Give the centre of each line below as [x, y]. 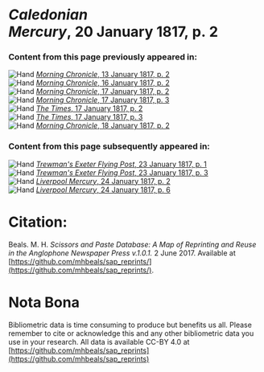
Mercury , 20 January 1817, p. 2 [113, 32]
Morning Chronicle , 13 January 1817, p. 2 [103, 75]
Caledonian [48, 15]
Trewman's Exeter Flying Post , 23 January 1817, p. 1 [121, 164]
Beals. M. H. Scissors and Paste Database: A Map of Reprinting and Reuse [132, 244]
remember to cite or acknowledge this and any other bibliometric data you [131, 333]
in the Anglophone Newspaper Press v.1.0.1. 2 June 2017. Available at [122, 253]
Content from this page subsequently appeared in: [109, 146]
